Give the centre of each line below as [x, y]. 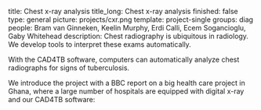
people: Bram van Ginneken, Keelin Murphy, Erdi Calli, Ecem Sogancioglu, [127, 28]
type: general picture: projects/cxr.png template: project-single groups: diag [130, 20]
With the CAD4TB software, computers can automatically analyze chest [124, 59]
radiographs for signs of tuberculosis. [69, 68]
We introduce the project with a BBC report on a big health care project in [127, 83]
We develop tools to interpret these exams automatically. [100, 44]
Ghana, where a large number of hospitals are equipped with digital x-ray [126, 91]
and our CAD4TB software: [52, 99]
